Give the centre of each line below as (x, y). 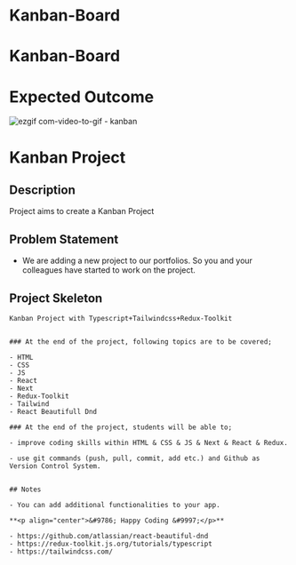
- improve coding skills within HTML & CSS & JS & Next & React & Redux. (149, 442)
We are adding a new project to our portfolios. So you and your (137, 261)
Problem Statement (64, 239)
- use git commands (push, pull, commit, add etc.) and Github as (135, 458)
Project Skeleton (56, 298)
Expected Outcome (81, 96)
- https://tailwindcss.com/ (61, 552)
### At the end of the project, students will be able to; (121, 427)
